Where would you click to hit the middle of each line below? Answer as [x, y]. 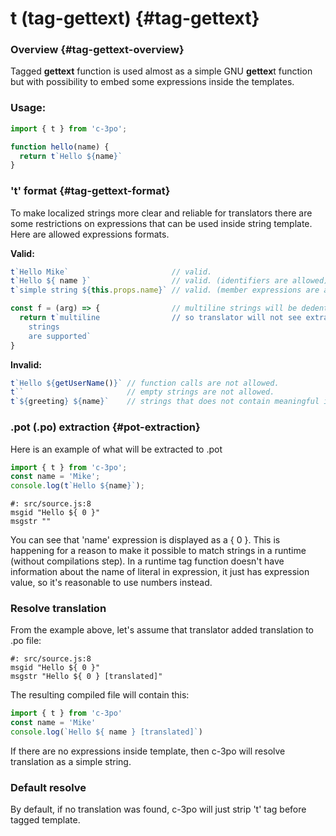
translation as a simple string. [71, 762]
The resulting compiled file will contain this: [100, 695]
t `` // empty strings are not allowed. [142, 392]
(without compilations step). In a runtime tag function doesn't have [147, 561]
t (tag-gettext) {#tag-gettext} [135, 18]
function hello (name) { [60, 147]
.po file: [26, 641]
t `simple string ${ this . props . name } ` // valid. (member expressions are [165, 290]
